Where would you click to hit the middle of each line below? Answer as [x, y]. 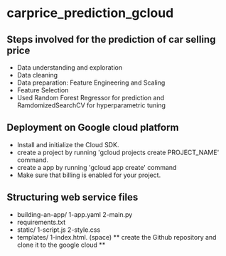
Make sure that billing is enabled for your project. [89, 175]
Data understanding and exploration [69, 68]
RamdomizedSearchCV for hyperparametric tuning [91, 105]
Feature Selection [43, 90]
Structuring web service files [72, 197]
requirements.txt [41, 222]
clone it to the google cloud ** [61, 245]
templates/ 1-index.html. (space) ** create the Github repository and [117, 237]
